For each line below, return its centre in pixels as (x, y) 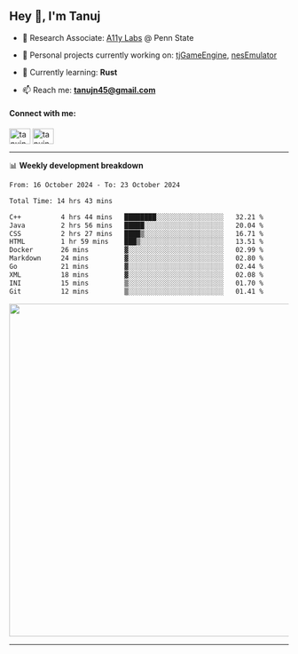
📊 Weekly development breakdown (76, 166)
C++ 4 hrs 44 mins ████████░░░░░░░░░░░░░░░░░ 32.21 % (137, 217)
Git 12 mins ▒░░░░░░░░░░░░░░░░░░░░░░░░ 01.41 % (137, 291)
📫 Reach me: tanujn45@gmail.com (89, 90)
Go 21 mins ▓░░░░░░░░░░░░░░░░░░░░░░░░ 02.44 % (137, 267)
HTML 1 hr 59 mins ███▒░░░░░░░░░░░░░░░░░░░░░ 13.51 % (137, 242)
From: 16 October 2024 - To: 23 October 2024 (94, 185)
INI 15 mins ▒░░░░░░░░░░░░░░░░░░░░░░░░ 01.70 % (137, 283)
